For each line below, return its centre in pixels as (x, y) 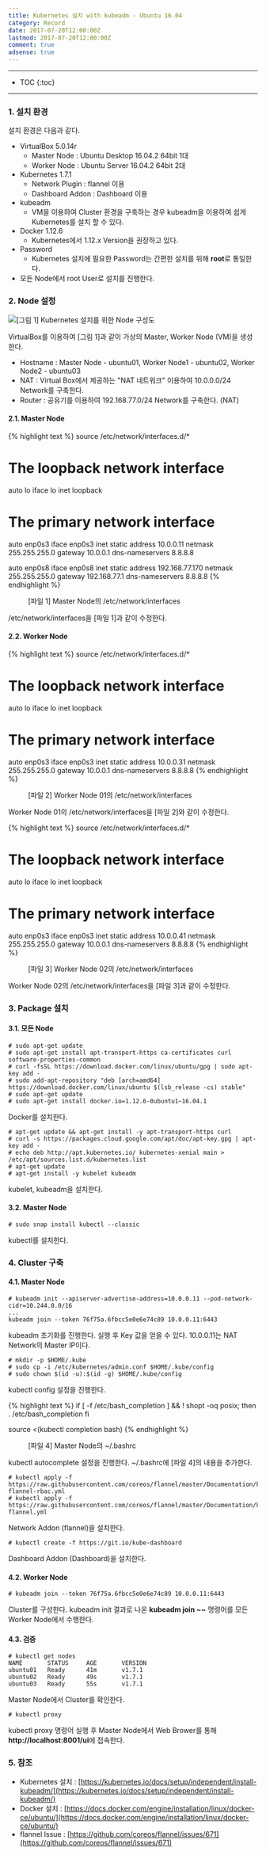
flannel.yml (28, 1512)
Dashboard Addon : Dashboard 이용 (89, 194)
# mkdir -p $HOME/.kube (47, 1360)
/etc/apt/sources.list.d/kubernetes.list (78, 1160)
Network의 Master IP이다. (49, 1345)
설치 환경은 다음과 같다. (44, 131)
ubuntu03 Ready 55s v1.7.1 (76, 1684)
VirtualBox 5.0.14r (48, 147)
